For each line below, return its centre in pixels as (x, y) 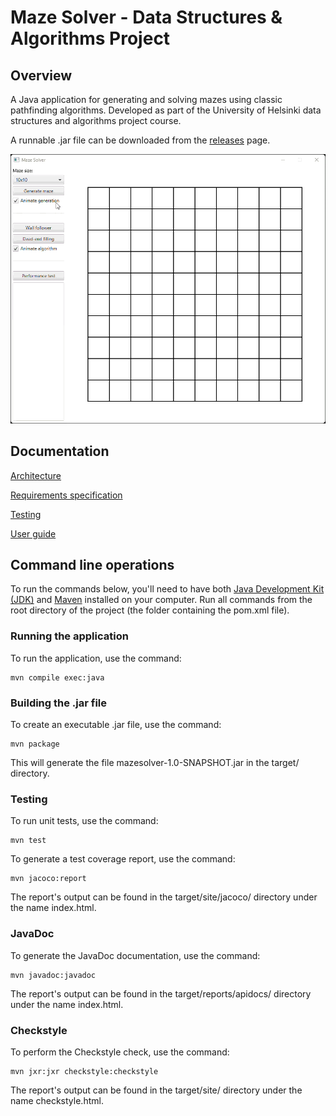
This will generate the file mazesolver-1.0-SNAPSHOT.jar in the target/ (155, 763)
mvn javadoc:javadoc (53, 975)
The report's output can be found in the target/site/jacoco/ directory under (164, 897)
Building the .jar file (59, 703)
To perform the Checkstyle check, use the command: (120, 1052)
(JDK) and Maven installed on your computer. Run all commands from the (161, 600)
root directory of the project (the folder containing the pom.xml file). (150, 610)
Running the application (69, 636)
